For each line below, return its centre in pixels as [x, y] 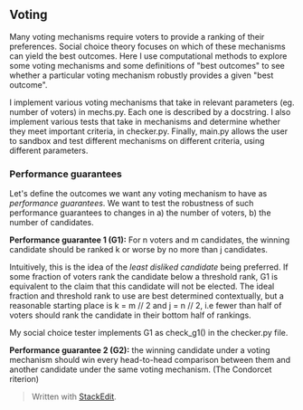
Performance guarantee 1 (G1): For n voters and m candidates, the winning [150, 240]
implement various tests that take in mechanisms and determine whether [145, 121]
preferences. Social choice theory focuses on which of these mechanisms [148, 46]
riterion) [24, 379]
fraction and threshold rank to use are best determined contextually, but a [147, 296]
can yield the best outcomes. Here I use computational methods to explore [148, 56]
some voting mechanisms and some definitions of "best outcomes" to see [147, 65]
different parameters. [49, 150]
